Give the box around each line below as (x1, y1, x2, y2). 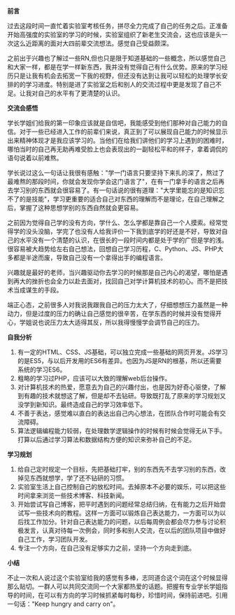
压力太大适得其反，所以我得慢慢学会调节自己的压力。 (50, 318, 204, 326)
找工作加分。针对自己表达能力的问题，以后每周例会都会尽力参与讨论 (23, 518, 220, 525)
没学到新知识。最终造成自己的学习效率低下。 (17, 400, 147, 409)
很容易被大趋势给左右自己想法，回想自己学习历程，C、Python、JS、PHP (7, 245, 218, 253)
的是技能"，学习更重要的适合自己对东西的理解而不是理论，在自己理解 (19, 195, 219, 203)
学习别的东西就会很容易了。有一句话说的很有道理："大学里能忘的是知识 (13, 186, 219, 195)
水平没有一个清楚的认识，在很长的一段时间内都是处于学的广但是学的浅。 (19, 236, 228, 244)
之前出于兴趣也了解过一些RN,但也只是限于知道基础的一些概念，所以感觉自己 (7, 54, 226, 62)
